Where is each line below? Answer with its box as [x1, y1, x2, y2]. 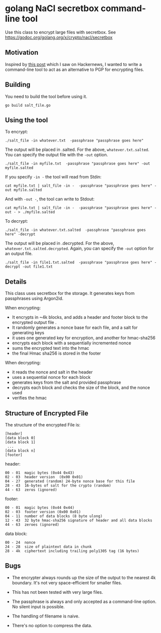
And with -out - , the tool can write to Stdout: [5, 196, 95, 202]
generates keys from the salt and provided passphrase [12, 379, 121, 386]
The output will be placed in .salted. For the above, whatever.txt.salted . [5, 146, 150, 153]
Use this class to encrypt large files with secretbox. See [5, 29, 116, 35]
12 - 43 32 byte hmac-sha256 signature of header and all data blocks [5, 518, 152, 523]
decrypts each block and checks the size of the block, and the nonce [12, 385, 150, 390]
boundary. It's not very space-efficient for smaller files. [12, 580, 122, 585]
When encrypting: [5, 305, 41, 311]
